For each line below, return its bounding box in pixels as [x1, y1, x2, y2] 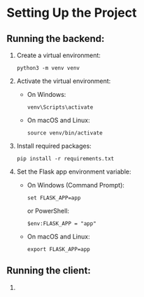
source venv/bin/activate [27, 130, 103, 137]
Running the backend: [6, 33, 105, 45]
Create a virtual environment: [16, 51, 101, 59]
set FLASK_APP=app [27, 195, 81, 201]
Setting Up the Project [6, 5, 137, 21]
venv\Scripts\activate [27, 104, 94, 111]
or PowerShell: [27, 207, 70, 215]
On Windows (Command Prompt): [27, 181, 125, 189]
